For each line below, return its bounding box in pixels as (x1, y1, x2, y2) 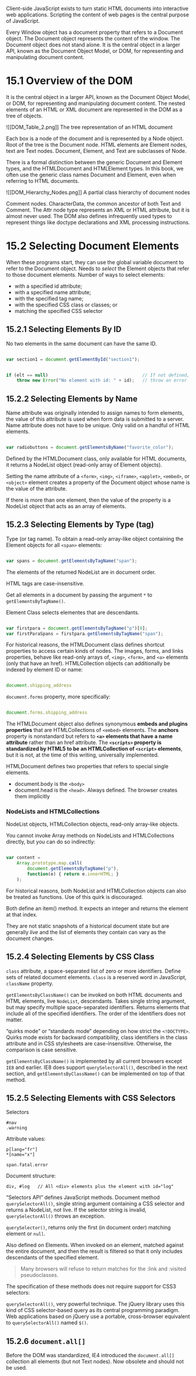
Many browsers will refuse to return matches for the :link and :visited (20, 1265, 187, 1272)
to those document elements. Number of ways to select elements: (6, 271, 165, 278)
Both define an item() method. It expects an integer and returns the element (6, 905, 188, 912)
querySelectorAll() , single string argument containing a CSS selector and (6, 1200, 185, 1207)
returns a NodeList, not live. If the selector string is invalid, (6, 1207, 147, 1214)
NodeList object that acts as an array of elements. (6, 503, 126, 509)
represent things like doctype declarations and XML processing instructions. (6, 219, 190, 226)
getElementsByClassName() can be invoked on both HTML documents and (6, 991, 183, 998)
